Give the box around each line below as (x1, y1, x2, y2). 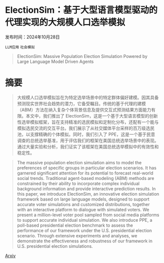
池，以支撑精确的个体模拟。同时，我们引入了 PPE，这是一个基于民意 (17, 131, 156, 137)
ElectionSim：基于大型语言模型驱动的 (5, 4, 158, 16)
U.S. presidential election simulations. (17, 243, 93, 249)
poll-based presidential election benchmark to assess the (17, 222, 133, 228)
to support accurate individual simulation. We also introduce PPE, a (17, 217, 153, 223)
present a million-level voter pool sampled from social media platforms (17, 212, 160, 218)
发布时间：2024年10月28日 (5, 34, 60, 40)
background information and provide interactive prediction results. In (17, 185, 156, 192)
